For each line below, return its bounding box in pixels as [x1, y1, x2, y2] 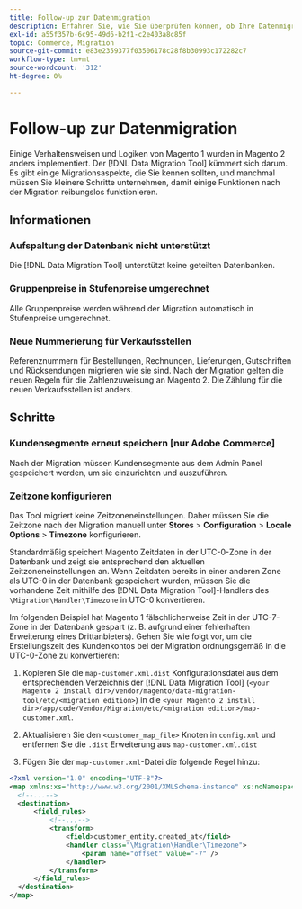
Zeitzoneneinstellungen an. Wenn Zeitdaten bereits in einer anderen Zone [9, 565, 281, 576]
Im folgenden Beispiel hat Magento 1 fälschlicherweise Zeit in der [9, 611, 250, 622]
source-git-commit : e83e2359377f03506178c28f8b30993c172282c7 [9, 47, 247, 56]
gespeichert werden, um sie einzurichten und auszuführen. [9, 467, 229, 478]
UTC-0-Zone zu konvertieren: [9, 650, 120, 661]
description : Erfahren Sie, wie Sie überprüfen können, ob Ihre [9, 22, 255, 31]
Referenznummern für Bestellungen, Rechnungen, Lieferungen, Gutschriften [9, 355, 292, 365]
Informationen [9, 212, 92, 228]
